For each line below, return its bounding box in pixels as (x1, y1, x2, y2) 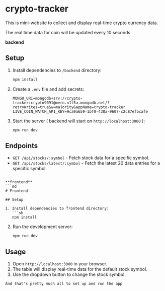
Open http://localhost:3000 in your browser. (12, 261, 107, 267)
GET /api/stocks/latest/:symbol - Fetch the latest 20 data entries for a (12, 160, 160, 166)
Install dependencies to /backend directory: (12, 67, 102, 73)
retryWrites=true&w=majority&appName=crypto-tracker (12, 104, 126, 110)
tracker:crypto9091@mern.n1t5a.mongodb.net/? (12, 100, 110, 105)
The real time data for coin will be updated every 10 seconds (5, 29, 131, 35)
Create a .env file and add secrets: (12, 86, 85, 92)
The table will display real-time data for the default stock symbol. (12, 266, 147, 272)
